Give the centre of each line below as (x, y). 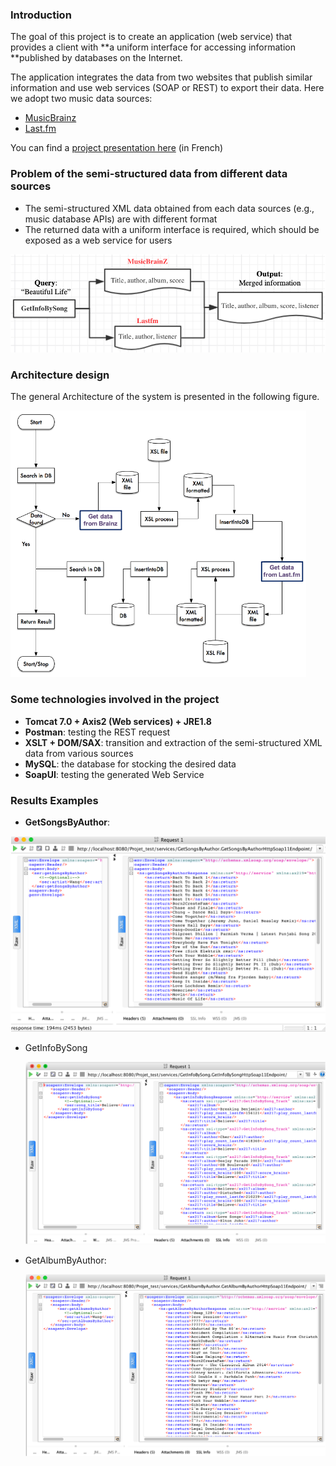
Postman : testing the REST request (97, 732)
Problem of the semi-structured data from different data (149, 174)
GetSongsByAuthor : (67, 822)
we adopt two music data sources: (81, 99)
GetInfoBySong (56, 1048)
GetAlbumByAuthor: (65, 1260)
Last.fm (40, 129)
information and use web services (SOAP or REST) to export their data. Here (167, 88)
